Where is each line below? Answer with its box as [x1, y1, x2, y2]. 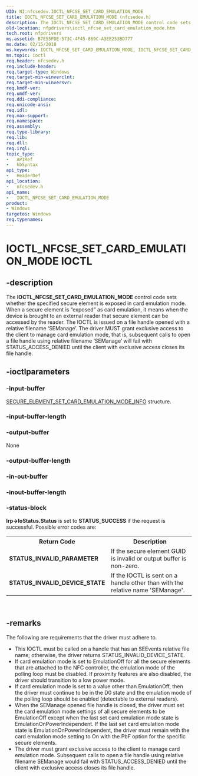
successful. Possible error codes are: [6, 523, 97, 530]
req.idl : [6, 107, 28, 113]
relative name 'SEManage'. [111, 586, 185, 594]
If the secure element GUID [111, 547, 186, 555]
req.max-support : [6, 112, 49, 118]
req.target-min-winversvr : [6, 80, 72, 86]
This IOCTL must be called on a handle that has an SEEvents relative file [14, 645, 190, 652]
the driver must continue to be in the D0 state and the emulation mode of [14, 689, 192, 696]
